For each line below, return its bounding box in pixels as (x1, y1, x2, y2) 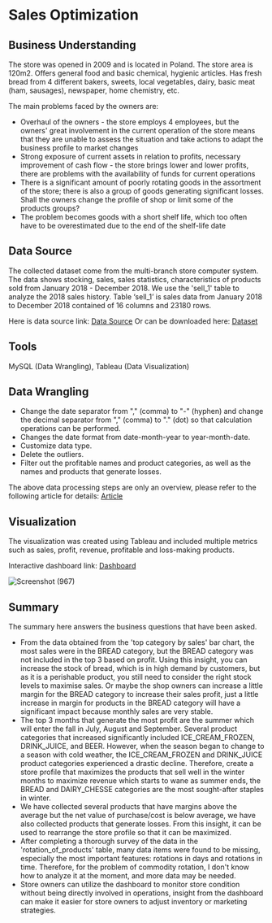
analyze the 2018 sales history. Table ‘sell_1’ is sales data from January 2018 (8, 291, 262, 302)
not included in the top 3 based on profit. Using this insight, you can (19, 655, 248, 664)
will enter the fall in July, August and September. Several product (19, 724, 238, 734)
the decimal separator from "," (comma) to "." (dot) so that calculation (19, 415, 253, 424)
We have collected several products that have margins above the (19, 802, 238, 812)
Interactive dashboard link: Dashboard (8, 561, 136, 571)
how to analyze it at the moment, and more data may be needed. (19, 871, 237, 881)
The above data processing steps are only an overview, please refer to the (8, 482, 257, 493)
